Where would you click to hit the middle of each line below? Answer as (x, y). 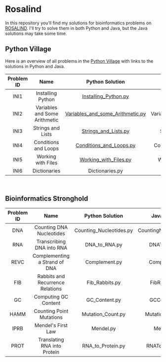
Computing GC (51, 296)
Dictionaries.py (106, 171)
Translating (51, 340)
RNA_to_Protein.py (104, 346)
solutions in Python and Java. (35, 66)
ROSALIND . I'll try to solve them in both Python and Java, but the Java (76, 28)
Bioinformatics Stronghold (47, 199)
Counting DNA (51, 227)
